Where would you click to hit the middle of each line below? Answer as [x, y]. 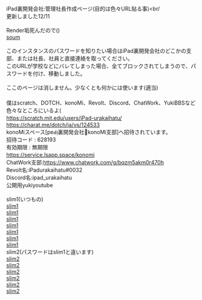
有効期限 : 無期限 [27, 147]
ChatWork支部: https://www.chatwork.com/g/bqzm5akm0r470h [85, 162]
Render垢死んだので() [33, 30]
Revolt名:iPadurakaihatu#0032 [44, 170]
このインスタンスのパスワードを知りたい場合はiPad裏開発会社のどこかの [96, 51]
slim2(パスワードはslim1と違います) [50, 252]
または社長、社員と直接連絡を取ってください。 [75, 58]
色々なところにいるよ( [34, 110]
